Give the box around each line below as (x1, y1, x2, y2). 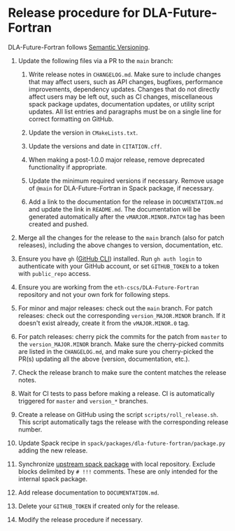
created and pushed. (28, 219, 89, 228)
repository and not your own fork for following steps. (17, 290, 171, 298)
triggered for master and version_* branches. (17, 396, 149, 405)
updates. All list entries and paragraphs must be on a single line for (28, 107, 222, 116)
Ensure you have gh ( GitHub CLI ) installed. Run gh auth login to (17, 254, 202, 263)
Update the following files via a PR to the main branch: (17, 56, 173, 64)
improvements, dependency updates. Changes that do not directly (28, 85, 220, 93)
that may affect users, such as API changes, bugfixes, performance (28, 77, 223, 85)
